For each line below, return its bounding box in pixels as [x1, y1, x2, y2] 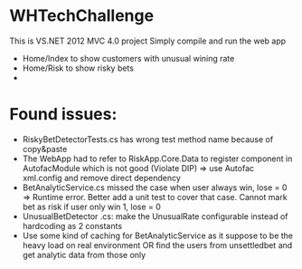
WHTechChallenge [9, 5, 155, 26]
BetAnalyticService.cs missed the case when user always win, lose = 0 [22, 182, 288, 193]
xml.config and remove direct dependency [22, 172, 181, 183]
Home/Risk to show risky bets [22, 62, 134, 73]
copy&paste [22, 143, 68, 154]
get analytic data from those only [22, 249, 146, 260]
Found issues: [9, 104, 118, 125]
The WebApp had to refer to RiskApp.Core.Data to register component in [22, 153, 293, 164]
